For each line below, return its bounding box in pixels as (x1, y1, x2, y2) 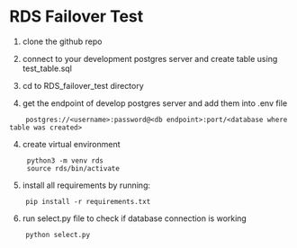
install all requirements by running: (22, 180, 151, 190)
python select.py (25, 230, 91, 239)
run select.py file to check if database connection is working (22, 213, 247, 224)
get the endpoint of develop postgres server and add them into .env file (22, 97, 288, 109)
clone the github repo (22, 36, 103, 47)
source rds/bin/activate (26, 164, 120, 173)
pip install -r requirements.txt (25, 197, 151, 206)
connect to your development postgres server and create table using (22, 53, 278, 64)
